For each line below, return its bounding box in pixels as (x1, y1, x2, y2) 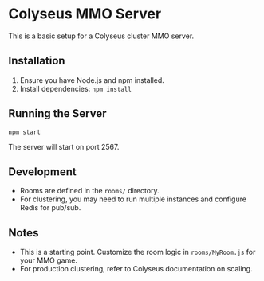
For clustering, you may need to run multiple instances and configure (19, 194, 247, 204)
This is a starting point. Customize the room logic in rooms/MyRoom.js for (19, 248, 256, 257)
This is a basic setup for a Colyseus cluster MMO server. (8, 31, 195, 41)
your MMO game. (19, 256, 78, 265)
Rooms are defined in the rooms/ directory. (19, 186, 160, 196)
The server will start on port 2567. (8, 142, 120, 151)
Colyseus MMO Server (8, 5, 162, 23)
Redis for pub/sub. (19, 203, 81, 213)
